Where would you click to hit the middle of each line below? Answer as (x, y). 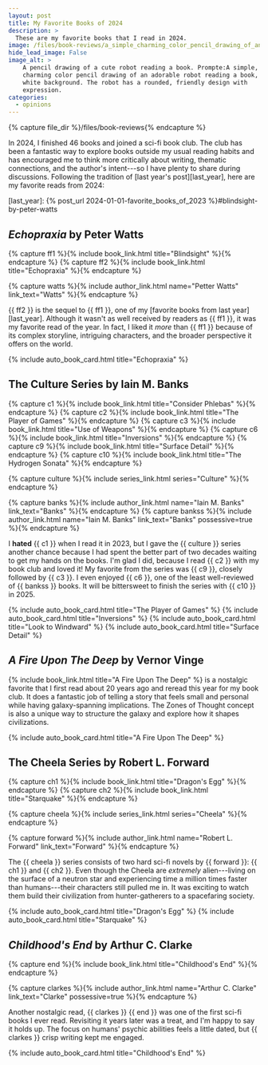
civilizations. (29, 722)
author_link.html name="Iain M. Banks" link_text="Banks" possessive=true (130, 519)
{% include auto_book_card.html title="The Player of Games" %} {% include (133, 610)
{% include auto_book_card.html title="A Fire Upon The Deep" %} (116, 737)
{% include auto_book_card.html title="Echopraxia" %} (99, 359)
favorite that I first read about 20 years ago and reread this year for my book (134, 688)
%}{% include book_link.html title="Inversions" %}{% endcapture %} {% (128, 437)
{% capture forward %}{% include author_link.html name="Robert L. (120, 838)
